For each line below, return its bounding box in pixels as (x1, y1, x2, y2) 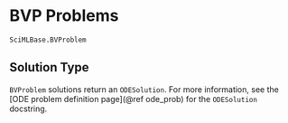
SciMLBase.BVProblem (9, 35, 88, 44)
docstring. (9, 103, 48, 114)
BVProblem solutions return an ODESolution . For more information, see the (9, 83, 280, 95)
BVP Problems (9, 5, 119, 26)
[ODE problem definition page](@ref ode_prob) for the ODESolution (9, 93, 257, 104)
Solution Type (9, 60, 89, 75)
